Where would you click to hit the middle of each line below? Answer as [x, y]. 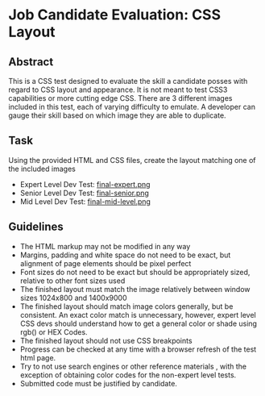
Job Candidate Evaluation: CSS [115, 15]
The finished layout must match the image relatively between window [135, 289]
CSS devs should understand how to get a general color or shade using [139, 323]
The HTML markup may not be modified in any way [105, 246]
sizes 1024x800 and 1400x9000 [73, 298]
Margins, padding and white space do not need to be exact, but [125, 255]
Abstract [31, 62]
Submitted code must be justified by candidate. [98, 383]
